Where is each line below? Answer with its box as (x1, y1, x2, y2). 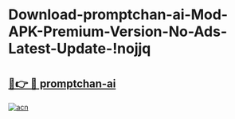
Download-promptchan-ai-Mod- (8, 6, 229, 24)
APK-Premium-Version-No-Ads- (8, 22, 228, 41)
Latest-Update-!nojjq (8, 40, 151, 58)
